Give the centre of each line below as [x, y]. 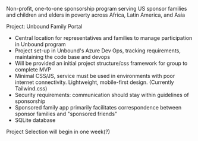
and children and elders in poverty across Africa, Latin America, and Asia [96, 15]
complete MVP [33, 70]
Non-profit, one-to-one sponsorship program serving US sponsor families [97, 9]
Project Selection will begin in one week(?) [58, 131]
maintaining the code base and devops [62, 57]
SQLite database [35, 120]
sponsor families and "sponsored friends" [66, 114]
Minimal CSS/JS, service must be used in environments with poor [95, 76]
